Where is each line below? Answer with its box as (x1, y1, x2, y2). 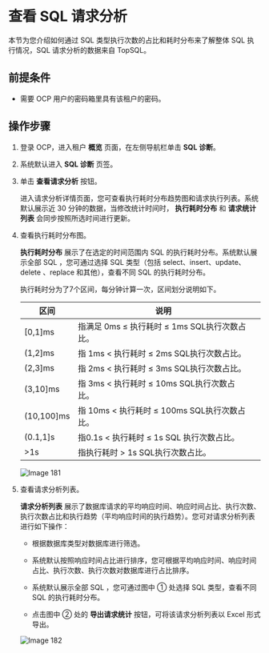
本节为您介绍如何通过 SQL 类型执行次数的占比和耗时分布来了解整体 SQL (8, 35, 246, 45)
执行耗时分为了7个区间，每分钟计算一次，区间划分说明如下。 (19, 284, 221, 294)
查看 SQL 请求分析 (8, 7, 128, 26)
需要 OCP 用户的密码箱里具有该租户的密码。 (19, 94, 166, 103)
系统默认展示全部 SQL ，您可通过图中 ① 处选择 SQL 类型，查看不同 (31, 582, 257, 592)
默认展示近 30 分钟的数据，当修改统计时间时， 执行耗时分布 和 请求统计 (19, 203, 256, 213)
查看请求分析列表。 (19, 484, 84, 494)
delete (19, 267, 42, 277)
